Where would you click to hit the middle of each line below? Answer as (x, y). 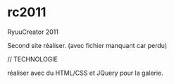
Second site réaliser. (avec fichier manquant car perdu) (87, 45)
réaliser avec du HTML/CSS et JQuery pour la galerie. (85, 73)
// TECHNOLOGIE (33, 59)
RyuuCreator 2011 (33, 32)
